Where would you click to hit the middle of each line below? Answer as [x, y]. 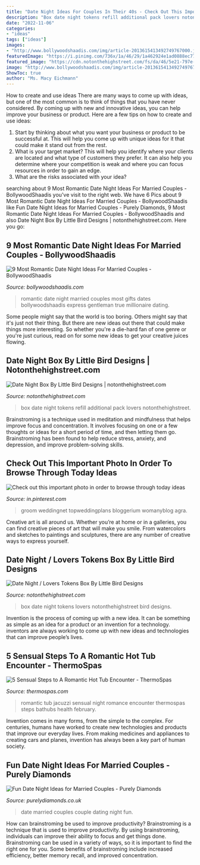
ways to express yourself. [37, 541]
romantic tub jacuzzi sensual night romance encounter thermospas [103, 703]
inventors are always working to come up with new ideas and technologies [98, 631]
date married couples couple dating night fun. [77, 812]
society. [16, 746]
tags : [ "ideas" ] [26, 39]
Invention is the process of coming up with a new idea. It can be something [98, 618]
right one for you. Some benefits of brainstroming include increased [89, 849]
